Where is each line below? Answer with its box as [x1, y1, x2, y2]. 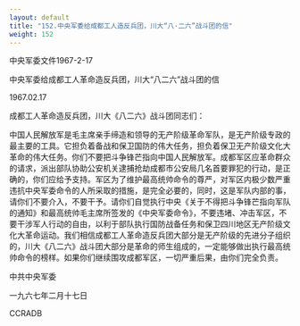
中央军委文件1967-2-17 [9, 55, 94, 66]
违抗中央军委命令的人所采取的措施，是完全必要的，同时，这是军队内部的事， [9, 185, 291, 196]
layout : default [9, 13, 70, 22]
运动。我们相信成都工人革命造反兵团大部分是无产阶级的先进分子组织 [39, 230, 291, 241]
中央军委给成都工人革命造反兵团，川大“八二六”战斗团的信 [9, 74, 221, 85]
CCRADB [9, 308, 43, 319]
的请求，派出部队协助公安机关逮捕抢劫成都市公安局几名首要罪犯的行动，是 [9, 163, 283, 174]
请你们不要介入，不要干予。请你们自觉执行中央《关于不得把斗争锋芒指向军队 [9, 196, 291, 207]
